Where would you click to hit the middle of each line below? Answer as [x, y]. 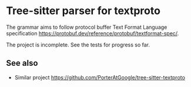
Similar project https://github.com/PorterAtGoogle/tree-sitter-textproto [100, 77]
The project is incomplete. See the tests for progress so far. [78, 45]
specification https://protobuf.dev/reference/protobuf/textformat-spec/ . [93, 33]
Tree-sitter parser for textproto [83, 11]
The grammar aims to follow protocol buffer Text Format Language [87, 27]
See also [22, 63]
